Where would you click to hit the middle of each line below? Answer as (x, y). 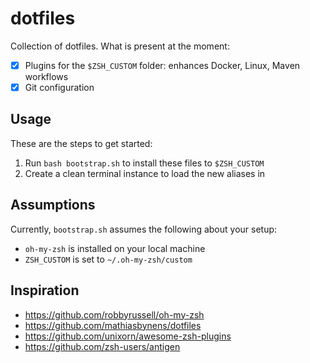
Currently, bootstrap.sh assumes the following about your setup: (144, 229)
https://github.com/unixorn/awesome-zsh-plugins (128, 336)
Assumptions (53, 205)
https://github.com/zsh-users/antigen (102, 346)
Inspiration (45, 290)
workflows (46, 76)
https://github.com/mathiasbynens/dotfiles (113, 325)
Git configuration (59, 87)
